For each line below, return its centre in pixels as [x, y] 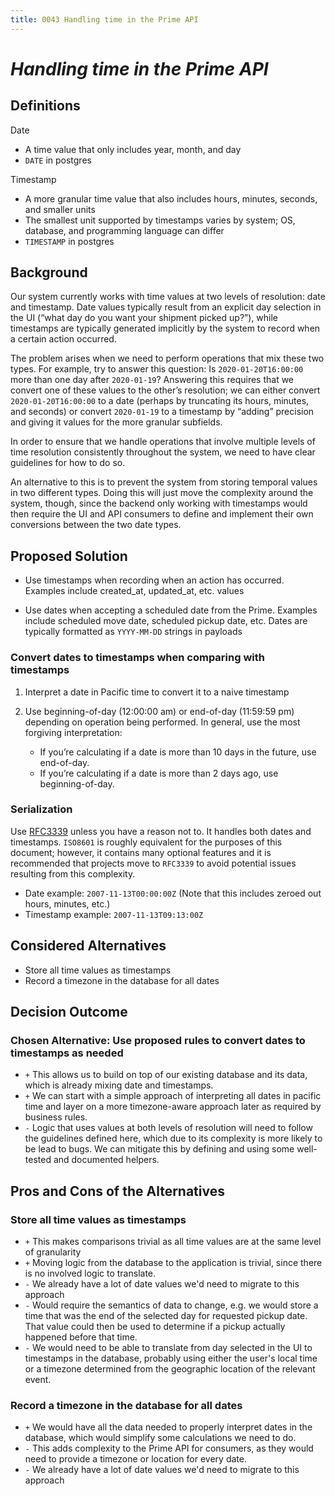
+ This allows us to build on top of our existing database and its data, [166, 1075]
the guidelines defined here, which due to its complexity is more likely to [173, 1138]
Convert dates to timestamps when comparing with [137, 658]
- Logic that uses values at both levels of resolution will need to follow [168, 1128]
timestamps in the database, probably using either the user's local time [171, 1358]
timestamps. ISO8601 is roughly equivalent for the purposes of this [146, 842]
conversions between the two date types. [96, 525]
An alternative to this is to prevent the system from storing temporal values [164, 482]
